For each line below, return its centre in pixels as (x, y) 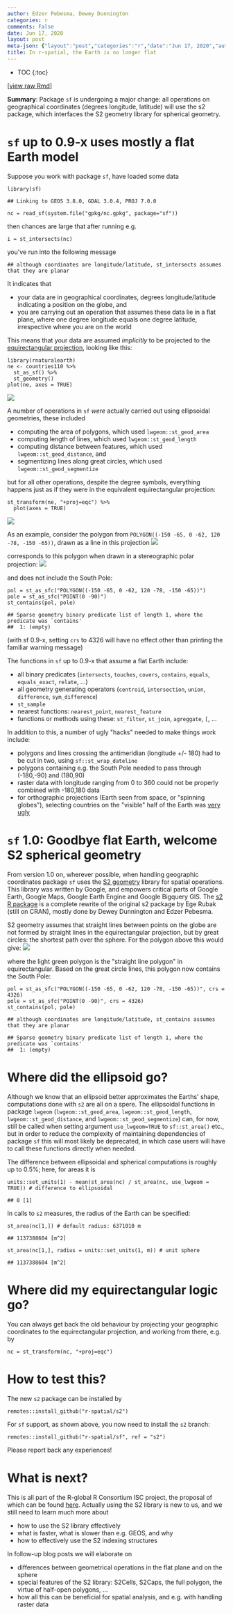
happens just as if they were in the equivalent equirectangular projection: (112, 489)
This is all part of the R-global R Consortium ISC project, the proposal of (110, 1497)
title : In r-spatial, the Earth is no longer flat (82, 53)
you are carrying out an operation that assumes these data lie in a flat (116, 312)
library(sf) (24, 189)
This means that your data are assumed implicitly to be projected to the (109, 340)
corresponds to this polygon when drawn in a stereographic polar (101, 556)
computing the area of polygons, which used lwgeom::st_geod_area (113, 432)
